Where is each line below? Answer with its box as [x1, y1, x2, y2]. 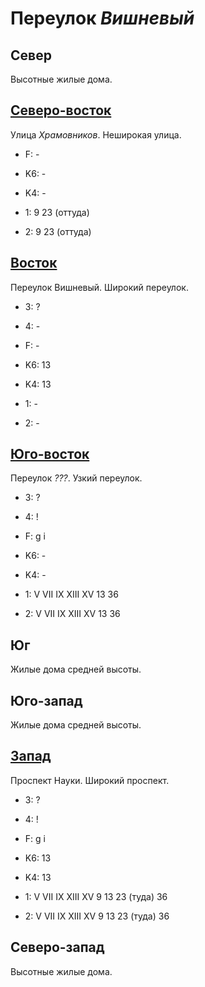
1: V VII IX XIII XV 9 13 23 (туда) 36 [24, 890, 168, 902]
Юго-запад [10, 692, 83, 709]
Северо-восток [10, 102, 112, 119]
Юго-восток [10, 446, 90, 463]
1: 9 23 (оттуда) [24, 206, 90, 218]
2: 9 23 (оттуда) [24, 225, 92, 237]
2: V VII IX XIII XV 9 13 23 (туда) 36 [24, 910, 170, 922]
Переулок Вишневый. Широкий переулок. [10, 281, 189, 293]
